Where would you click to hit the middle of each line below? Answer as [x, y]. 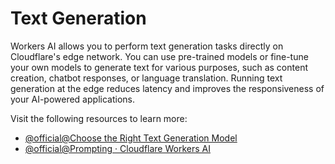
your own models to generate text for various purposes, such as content [159, 67]
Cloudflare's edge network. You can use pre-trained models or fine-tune [159, 56]
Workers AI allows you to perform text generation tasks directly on [147, 46]
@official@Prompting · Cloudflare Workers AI [117, 148]
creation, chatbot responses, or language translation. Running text [146, 78]
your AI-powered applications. [72, 99]
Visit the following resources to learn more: [99, 118]
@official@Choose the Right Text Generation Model [131, 138]
